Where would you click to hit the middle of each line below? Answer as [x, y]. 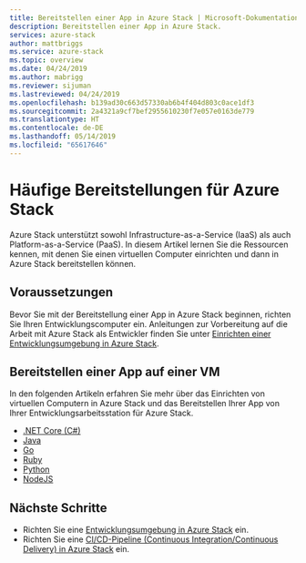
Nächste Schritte [58, 508]
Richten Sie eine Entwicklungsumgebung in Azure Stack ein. [135, 530]
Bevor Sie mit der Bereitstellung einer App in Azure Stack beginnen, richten [150, 314]
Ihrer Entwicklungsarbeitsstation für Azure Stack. [102, 413]
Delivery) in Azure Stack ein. [76, 549]
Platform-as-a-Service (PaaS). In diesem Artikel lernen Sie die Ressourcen [149, 244]
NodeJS [38, 479]
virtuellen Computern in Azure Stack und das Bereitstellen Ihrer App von [145, 404]
